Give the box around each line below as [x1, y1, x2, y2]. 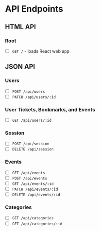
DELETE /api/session [12, 147, 54, 152]
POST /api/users [12, 89, 45, 94]
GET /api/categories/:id [12, 221, 63, 226]
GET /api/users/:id [12, 118, 52, 123]
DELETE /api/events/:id [12, 193, 61, 198]
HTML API [5, 23, 36, 31]
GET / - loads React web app [12, 48, 69, 54]
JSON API [5, 63, 35, 71]
